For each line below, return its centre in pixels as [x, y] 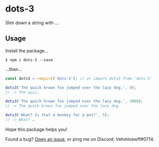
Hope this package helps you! [36, 129]
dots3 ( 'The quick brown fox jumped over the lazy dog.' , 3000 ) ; [74, 101]
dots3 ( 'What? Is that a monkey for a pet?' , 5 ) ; [57, 115]
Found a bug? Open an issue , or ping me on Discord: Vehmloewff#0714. [80, 139]
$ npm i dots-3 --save [29, 60]
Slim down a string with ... [32, 23]
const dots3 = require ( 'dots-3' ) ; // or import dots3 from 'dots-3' [79, 79]
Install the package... [27, 50]
